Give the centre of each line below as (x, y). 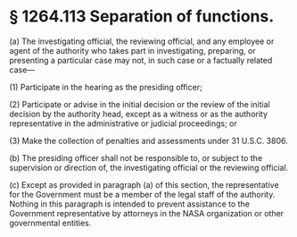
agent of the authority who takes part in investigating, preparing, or (132, 50)
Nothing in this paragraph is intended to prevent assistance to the (129, 204)
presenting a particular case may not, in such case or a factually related (141, 60)
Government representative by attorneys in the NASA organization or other (146, 213)
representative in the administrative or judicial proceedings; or (124, 123)
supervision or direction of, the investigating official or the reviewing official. (149, 167)
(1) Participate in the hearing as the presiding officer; (106, 87)
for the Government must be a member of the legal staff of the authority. (142, 194)
